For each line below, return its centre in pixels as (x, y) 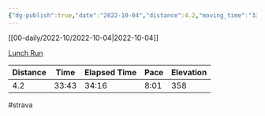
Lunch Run (26, 53)
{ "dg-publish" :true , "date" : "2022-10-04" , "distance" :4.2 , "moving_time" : (128, 15)
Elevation (189, 72)
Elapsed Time (110, 72)
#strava (21, 105)
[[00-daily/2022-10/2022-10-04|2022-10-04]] (84, 38)
